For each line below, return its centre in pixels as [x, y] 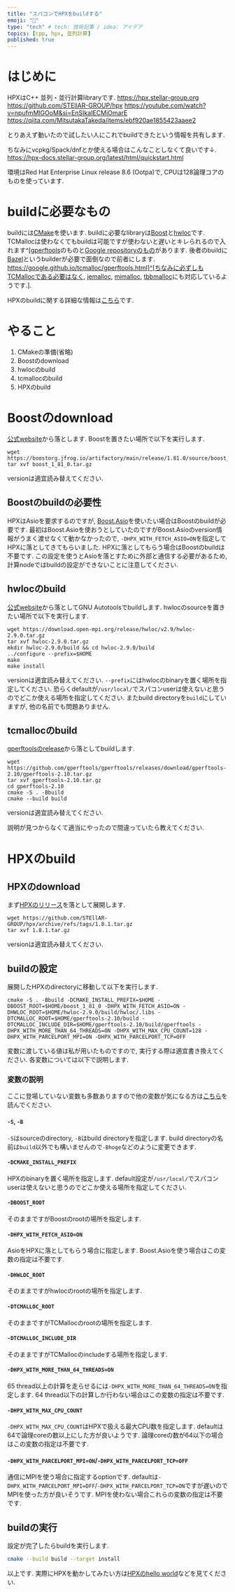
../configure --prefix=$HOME [50, 654]
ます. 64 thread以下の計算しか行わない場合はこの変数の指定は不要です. [122, 1395]
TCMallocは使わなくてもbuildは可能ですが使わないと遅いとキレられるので [114, 241]
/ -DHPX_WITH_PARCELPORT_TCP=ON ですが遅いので [161, 1486]
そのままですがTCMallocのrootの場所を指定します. [80, 1322]
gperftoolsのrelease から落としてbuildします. [71, 749]
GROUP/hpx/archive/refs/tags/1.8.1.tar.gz [70, 924]
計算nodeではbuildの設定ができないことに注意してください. [93, 564]
